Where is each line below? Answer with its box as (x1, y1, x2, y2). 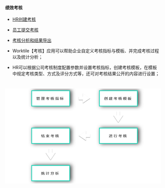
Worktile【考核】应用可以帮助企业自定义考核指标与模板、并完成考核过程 (12, 48, 159, 54)
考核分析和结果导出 (12, 38, 52, 43)
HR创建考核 (12, 16, 36, 22)
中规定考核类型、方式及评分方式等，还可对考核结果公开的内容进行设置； (12, 71, 160, 76)
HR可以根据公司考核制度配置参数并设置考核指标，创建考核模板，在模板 (12, 65, 157, 71)
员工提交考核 (12, 27, 39, 33)
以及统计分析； (12, 54, 43, 60)
